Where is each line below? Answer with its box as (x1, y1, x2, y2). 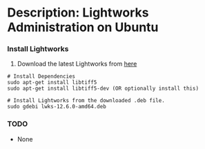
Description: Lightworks (7, 5, 149, 21)
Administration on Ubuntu (7, 19, 159, 35)
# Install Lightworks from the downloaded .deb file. (7, 97, 166, 104)
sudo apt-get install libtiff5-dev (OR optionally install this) (7, 85, 199, 92)
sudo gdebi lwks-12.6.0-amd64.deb (7, 103, 107, 110)
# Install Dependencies (7, 73, 76, 80)
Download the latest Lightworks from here (17, 60, 137, 68)
